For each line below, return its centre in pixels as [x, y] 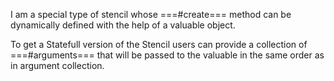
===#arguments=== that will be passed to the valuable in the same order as [167, 55]
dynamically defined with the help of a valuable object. [123, 25]
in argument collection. [57, 65]
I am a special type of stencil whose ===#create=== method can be [151, 14]
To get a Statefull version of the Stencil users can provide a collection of [159, 44]
